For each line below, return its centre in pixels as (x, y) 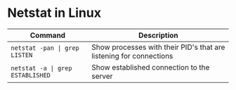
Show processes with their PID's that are (158, 47)
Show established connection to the (150, 67)
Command (47, 35)
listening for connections (132, 56)
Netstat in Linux (54, 13)
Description (158, 35)
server (102, 76)
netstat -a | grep (41, 68)
